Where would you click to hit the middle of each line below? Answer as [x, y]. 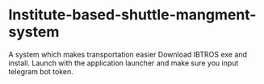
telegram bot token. [41, 71]
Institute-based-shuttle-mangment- [132, 15]
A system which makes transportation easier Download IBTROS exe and [128, 54]
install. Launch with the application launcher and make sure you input [124, 63]
